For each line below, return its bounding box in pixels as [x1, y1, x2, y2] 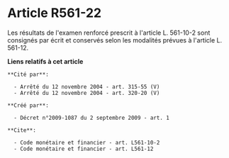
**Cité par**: [7, 71, 50, 78]
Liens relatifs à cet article [7, 57, 84, 65]
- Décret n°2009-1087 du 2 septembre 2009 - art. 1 [13, 114, 170, 121]
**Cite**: [7, 126, 37, 134]
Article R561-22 [7, 5, 101, 21]
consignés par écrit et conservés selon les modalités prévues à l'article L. [7, 35, 223, 44]
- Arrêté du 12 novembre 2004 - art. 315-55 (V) [13, 83, 160, 90]
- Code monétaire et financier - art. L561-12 [13, 145, 154, 152]
